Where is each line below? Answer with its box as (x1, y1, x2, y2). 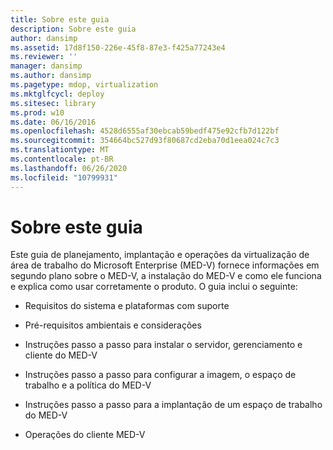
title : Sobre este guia (10, 14, 110, 25)
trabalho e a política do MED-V (24, 379, 152, 391)
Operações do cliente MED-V (24, 429, 146, 441)
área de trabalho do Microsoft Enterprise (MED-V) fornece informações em (10, 259, 320, 271)
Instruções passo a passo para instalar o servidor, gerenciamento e (24, 339, 303, 351)
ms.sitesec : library (10, 98, 97, 108)
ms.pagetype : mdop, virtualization (10, 80, 159, 90)
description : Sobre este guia (10, 24, 137, 34)
